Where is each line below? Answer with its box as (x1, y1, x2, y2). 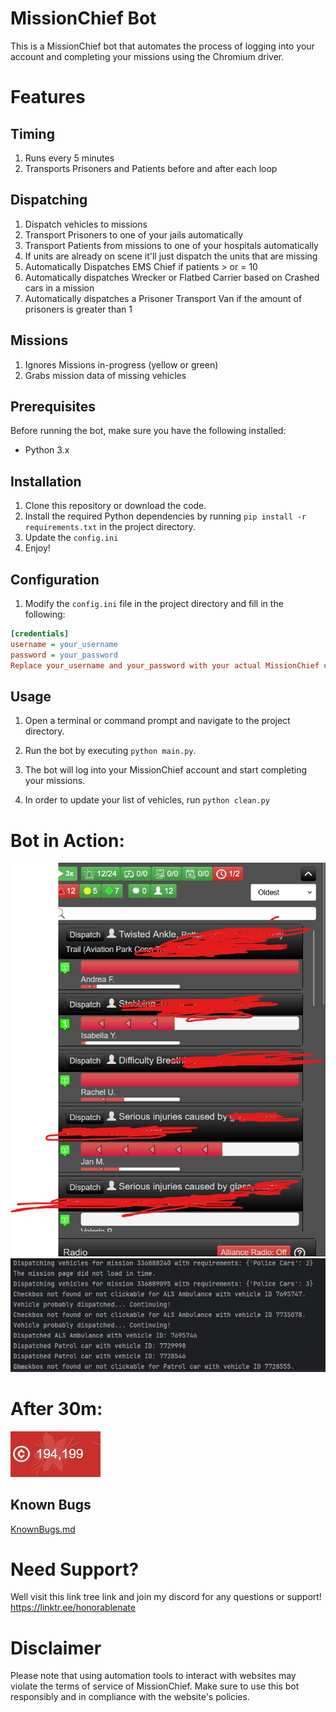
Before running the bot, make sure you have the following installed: (10, 425, 287, 437)
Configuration (10, 571, 100, 588)
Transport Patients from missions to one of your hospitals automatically (24, 239, 319, 251)
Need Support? (10, 1558, 140, 1581)
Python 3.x (24, 444, 70, 456)
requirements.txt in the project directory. (24, 521, 196, 533)
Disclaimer (10, 1637, 102, 1659)
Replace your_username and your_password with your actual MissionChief (10, 660, 320, 671)
